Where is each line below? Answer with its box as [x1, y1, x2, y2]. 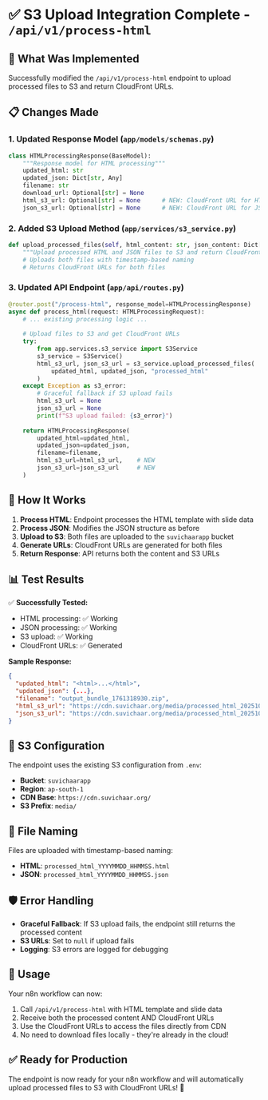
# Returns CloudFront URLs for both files [22, 263, 166, 271]
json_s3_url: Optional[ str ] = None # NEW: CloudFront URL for [22, 204, 251, 212]
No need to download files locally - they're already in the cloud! [19, 1030, 229, 1039]
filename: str [22, 181, 69, 189]
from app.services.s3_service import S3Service [37, 345, 198, 353]
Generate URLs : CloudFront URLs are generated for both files [19, 540, 223, 549]
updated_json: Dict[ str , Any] [22, 174, 124, 182]
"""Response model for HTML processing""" [22, 159, 166, 167]
